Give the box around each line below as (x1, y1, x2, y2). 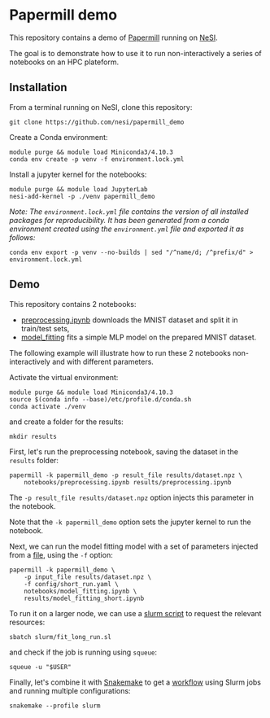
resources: (9, 617, 46, 627)
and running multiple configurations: (9, 685, 131, 695)
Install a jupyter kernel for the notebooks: (9, 169, 147, 179)
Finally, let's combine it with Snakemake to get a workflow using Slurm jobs (9, 677, 261, 687)
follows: (9, 232, 36, 242)
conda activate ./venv (9, 402, 86, 410)
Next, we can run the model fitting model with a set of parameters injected (9, 541, 259, 551)
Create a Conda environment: (9, 132, 108, 142)
